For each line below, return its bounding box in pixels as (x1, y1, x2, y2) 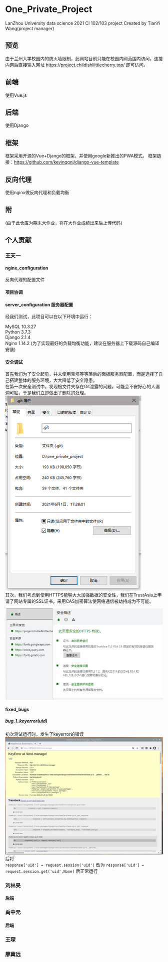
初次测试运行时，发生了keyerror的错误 (5, 731, 84, 737)
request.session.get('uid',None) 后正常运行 (5, 868, 98, 874)
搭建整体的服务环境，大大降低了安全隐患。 (9, 377, 97, 383)
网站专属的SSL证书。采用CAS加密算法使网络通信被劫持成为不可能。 (13, 598, 154, 604)
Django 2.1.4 (5, 335, 31, 341)
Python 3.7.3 (5, 329, 31, 335)
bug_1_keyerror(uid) (5, 718, 47, 724)
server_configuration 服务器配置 (5, 301, 73, 307)
